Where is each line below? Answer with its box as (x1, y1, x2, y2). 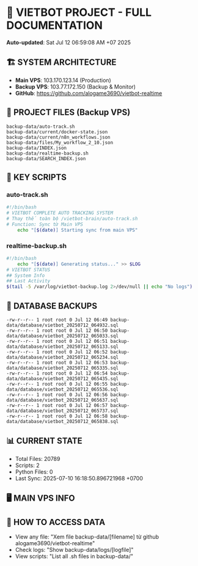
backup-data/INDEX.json (6, 145, 67, 151)
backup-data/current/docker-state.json (6, 128, 108, 135)
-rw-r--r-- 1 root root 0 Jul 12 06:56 (6, 391, 108, 398)
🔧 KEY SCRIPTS (6, 172, 67, 182)
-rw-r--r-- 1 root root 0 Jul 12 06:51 (6, 338, 108, 344)
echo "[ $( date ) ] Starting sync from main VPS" (17, 227, 138, 233)
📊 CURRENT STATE (6, 436, 82, 446)
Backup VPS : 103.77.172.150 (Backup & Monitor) (15, 83, 136, 90)
